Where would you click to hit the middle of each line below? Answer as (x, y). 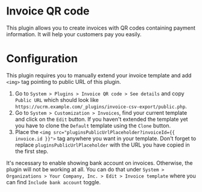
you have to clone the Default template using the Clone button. (93, 126)
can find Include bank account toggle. (54, 182)
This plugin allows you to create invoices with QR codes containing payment (101, 28)
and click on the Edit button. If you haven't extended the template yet (101, 119)
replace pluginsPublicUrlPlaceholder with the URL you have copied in (102, 145)
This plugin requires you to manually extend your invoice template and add (99, 75)
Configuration (42, 59)
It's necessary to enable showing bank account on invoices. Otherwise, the (99, 163)
